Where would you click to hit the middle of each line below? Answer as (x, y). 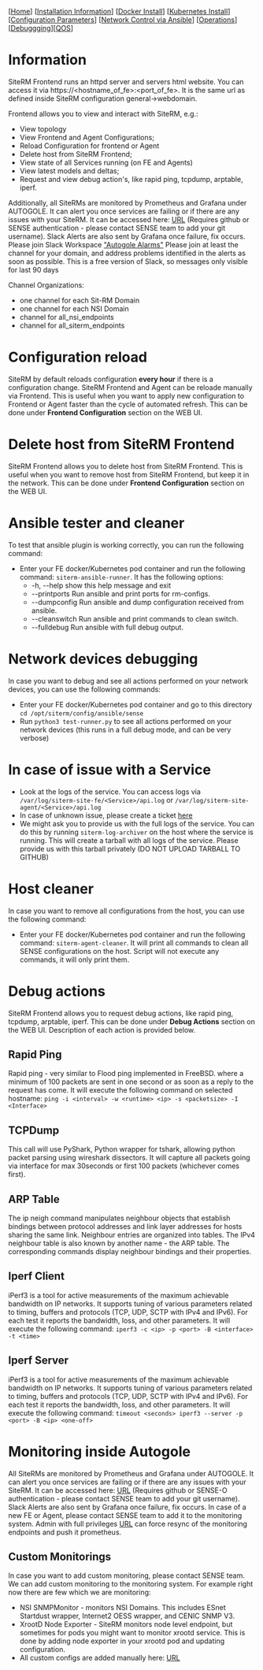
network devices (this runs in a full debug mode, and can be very (125, 729)
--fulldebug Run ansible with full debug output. (107, 627)
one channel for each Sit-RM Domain (80, 300)
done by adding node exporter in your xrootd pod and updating (122, 1641)
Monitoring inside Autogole (100, 1451)
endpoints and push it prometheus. (65, 1532)
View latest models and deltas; (69, 171)
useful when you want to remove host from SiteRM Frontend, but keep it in (129, 474)
